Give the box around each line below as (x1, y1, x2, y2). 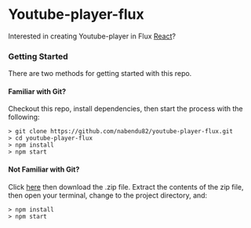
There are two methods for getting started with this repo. (8, 69, 192, 78)
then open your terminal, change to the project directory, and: (8, 190, 208, 200)
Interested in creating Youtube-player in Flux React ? (8, 31, 176, 41)
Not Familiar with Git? (8, 165, 80, 174)
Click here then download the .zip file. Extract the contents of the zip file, (8, 182, 244, 191)
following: (8, 112, 40, 122)
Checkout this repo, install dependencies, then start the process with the (8, 104, 243, 114)
